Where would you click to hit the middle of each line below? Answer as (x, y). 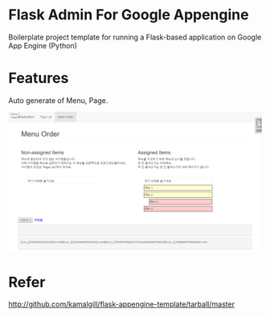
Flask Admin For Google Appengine (129, 15)
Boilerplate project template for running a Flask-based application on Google (135, 37)
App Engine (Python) (43, 45)
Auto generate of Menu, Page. (58, 100)
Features (39, 78)
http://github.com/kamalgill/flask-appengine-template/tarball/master (122, 304)
